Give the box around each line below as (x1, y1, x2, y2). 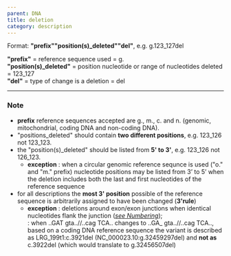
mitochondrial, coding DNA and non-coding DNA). (16, 123, 159, 131)
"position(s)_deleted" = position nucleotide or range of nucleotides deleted (7, 63, 223, 71)
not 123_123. (16, 138, 52, 147)
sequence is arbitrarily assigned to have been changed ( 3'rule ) (16, 197, 197, 205)
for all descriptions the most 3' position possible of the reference (16, 189, 203, 198)
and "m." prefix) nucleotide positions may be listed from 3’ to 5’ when (27, 167, 224, 175)
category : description (7, 23, 72, 30)
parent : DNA (7, 10, 41, 17)
